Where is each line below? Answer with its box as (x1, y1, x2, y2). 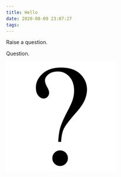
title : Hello (6, 9, 38, 15)
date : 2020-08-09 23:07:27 (6, 15, 72, 22)
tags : (6, 22, 19, 28)
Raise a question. (6, 39, 48, 46)
